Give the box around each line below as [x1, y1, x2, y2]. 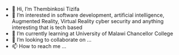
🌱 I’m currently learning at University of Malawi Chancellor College [11, 30, 174, 37]
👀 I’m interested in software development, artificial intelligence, [11, 12, 165, 19]
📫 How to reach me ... [11, 43, 67, 49]
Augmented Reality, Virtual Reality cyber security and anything [11, 18, 164, 24]
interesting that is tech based [11, 24, 82, 31]
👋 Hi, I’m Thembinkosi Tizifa [11, 6, 79, 12]
